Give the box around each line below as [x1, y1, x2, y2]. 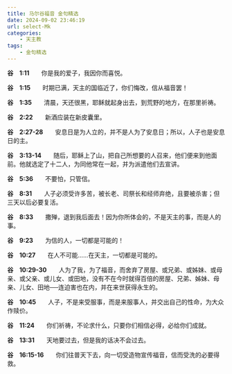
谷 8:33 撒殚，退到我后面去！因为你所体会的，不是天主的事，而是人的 [7, 212, 222, 221]
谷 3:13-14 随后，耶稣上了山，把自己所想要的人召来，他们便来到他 [7, 151, 211, 160]
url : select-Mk [7, 23, 51, 30]
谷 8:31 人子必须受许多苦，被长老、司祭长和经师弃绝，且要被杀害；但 [7, 189, 220, 198]
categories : [7, 29, 42, 37]
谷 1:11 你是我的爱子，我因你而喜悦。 [7, 69, 127, 77]
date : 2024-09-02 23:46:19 [7, 17, 85, 24]
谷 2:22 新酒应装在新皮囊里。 [7, 112, 106, 121]
